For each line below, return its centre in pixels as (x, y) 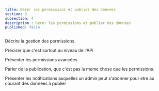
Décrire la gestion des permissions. (40, 41)
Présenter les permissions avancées (41, 60)
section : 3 (16, 14)
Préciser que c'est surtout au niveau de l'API (49, 51)
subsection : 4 (19, 18)
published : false (23, 27)
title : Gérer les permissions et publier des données (61, 9)
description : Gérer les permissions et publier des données (68, 23)
